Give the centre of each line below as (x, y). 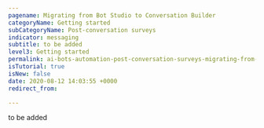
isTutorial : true (37, 67)
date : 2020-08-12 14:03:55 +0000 (63, 81)
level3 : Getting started (49, 52)
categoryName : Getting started (59, 23)
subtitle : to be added (45, 45)
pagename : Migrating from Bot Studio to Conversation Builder (112, 15)
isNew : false (29, 74)
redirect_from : (33, 88)
